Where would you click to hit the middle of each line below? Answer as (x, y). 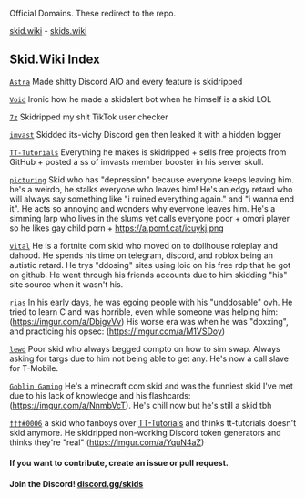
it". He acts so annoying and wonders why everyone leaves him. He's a (142, 208)
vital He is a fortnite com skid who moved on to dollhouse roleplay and (144, 245)
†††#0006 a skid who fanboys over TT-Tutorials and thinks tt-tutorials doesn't (153, 422)
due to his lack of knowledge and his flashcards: (100, 395)
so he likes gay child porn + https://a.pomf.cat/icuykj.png (117, 228)
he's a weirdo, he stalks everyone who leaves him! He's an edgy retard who (151, 189)
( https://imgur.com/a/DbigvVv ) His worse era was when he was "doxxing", (149, 321)
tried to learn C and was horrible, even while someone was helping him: (144, 311)
